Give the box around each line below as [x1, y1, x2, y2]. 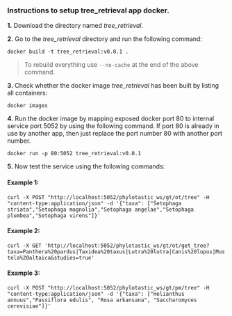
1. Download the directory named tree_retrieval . [7, 22, 144, 30]
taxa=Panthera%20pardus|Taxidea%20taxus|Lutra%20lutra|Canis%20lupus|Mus [7, 248, 226, 255]
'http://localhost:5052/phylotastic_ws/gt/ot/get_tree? [44, 242, 210, 249]
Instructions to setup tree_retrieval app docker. [7, 6, 170, 15]
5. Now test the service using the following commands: [7, 162, 165, 171]
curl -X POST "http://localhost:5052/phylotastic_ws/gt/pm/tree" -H [7, 284, 210, 291]
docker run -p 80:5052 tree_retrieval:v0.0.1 [7, 150, 141, 157]
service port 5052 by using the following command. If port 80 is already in [7, 122, 220, 130]
